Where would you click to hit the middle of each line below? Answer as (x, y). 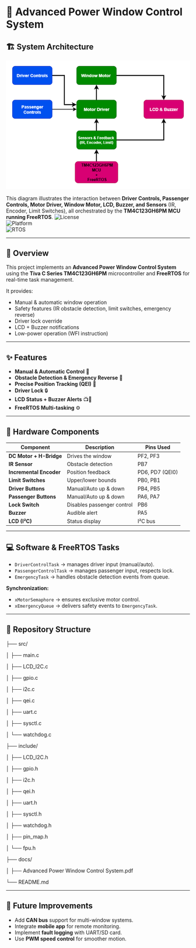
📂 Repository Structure (48, 630)
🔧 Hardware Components (53, 432)
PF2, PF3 (148, 456)
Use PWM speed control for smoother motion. (70, 939)
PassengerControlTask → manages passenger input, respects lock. (94, 571)
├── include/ (22, 745)
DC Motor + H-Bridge (35, 456)
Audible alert (82, 513)
